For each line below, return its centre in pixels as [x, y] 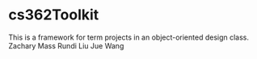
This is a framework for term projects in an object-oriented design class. [128, 37]
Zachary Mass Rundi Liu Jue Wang [66, 45]
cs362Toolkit [54, 15]
